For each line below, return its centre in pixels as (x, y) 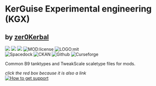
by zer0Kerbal (27, 37)
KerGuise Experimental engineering (78, 9)
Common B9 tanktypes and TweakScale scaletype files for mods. (70, 64)
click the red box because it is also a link (46, 73)
